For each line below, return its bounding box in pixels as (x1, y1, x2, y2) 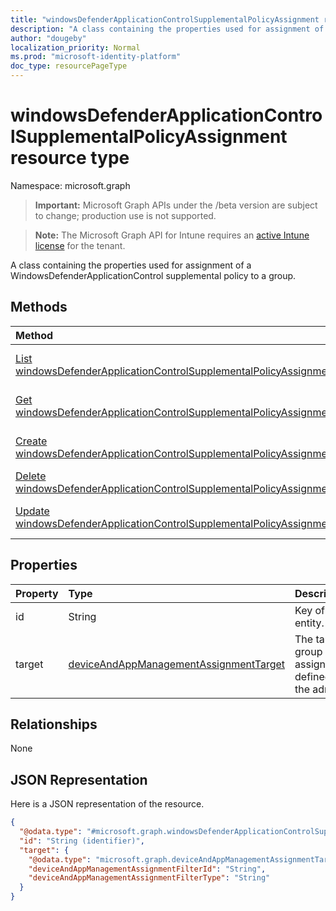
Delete (15, 469, 47, 483)
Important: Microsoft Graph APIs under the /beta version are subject (34, 199, 318, 211)
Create (15, 434, 48, 448)
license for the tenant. (34, 239, 126, 251)
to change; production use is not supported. (34, 209, 217, 221)
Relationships (10, 716, 98, 733)
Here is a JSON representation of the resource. (10, 798, 205, 810)
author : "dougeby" (10, 33, 87, 43)
